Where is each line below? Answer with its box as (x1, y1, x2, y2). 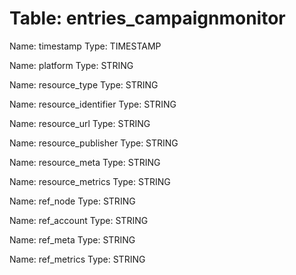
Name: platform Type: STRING (9, 59, 134, 71)
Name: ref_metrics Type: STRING (9, 253, 146, 265)
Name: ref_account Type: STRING (9, 214, 149, 226)
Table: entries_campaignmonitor (9, 7, 286, 30)
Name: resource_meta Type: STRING (9, 156, 161, 168)
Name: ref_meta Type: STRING (9, 233, 136, 246)
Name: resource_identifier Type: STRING (9, 98, 177, 110)
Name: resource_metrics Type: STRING (9, 175, 171, 187)
